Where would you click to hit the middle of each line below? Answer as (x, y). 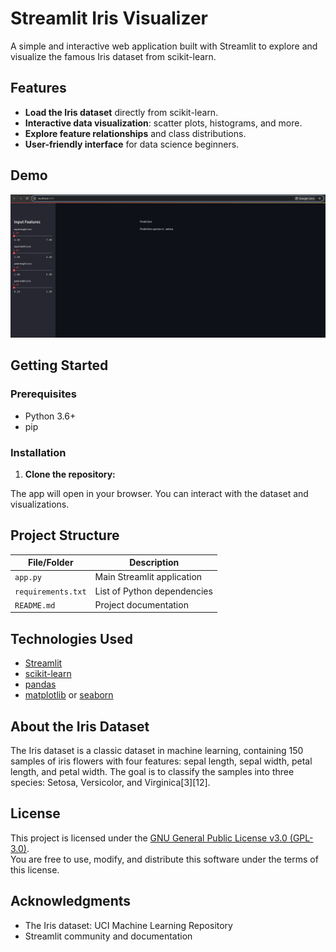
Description (154, 563)
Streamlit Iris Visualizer (109, 18)
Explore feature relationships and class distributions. (135, 133)
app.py (28, 578)
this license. (35, 869)
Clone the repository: (70, 474)
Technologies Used (71, 638)
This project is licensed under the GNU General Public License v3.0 (149, 838)
